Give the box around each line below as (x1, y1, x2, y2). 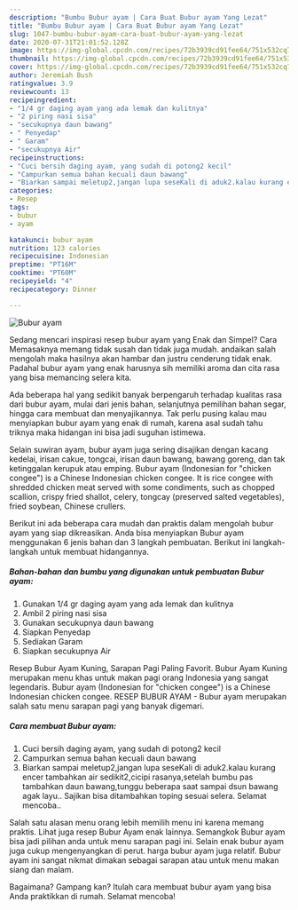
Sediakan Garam (21, 636, 83, 646)
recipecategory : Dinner (9, 285, 98, 294)
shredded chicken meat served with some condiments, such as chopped (9, 481, 275, 493)
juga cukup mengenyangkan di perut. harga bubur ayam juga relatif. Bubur (9, 845, 281, 856)
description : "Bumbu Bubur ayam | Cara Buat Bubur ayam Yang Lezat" (9, 12, 268, 22)
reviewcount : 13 (9, 87, 69, 96)
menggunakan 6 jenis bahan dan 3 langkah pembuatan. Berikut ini (9, 536, 251, 547)
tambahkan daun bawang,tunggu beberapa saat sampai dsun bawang (21, 780, 278, 791)
